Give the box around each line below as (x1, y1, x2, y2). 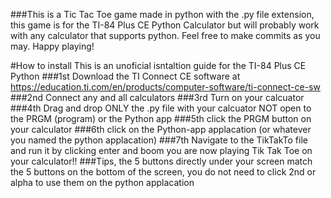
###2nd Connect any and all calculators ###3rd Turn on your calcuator (10, 92, 305, 103)
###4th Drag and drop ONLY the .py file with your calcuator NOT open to (10, 102, 312, 114)
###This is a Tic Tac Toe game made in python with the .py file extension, (10, 9, 315, 20)
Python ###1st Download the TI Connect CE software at (10, 70, 241, 82)
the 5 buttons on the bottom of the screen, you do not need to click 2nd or (10, 166, 317, 178)
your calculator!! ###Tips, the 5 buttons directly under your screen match (10, 155, 313, 167)
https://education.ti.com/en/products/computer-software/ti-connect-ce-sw (10, 81, 321, 93)
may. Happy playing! (10, 40, 95, 52)
